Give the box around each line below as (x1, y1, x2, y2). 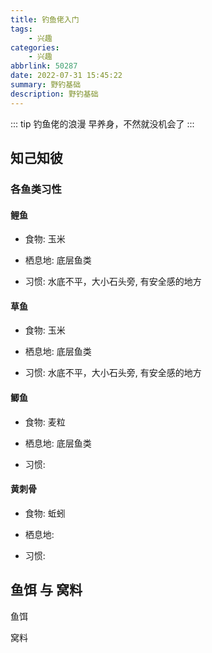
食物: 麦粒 (24, 416, 66, 428)
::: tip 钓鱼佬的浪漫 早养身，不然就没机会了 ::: (10, 117, 195, 130)
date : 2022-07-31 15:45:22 (10, 71, 123, 81)
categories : (10, 42, 60, 53)
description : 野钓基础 (10, 89, 99, 99)
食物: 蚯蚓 (24, 507, 66, 519)
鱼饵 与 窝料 (10, 582, 83, 599)
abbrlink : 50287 (10, 61, 78, 71)
